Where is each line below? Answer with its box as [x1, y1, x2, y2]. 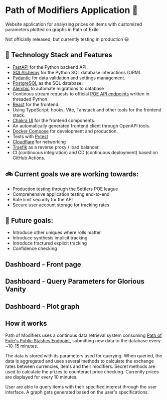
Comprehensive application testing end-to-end [12, 191, 110, 197]
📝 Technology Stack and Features [5, 51, 112, 59]
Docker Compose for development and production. [12, 128, 118, 134]
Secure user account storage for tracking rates [12, 202, 109, 208]
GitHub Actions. [12, 155, 46, 161]
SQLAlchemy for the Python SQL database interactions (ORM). [12, 69, 142, 75]
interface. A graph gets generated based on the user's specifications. [5, 389, 149, 395]
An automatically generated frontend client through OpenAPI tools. [12, 122, 150, 128]
